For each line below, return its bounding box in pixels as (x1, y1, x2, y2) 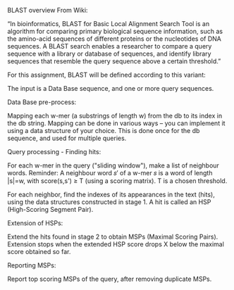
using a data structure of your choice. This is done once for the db (7, 127, 200, 134)
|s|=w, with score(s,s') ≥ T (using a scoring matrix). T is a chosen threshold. (7, 177, 228, 185)
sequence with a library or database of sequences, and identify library (7, 49, 211, 58)
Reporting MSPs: (7, 261, 56, 270)
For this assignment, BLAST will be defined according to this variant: (7, 70, 206, 79)
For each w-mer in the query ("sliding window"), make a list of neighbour (7, 161, 220, 170)
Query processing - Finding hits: (7, 148, 101, 156)
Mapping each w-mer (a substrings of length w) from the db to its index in (7, 112, 223, 120)
